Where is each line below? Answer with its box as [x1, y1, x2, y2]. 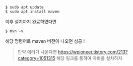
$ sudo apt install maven [5, 9, 59, 14]
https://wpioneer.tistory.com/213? [57, 49, 128, 55]
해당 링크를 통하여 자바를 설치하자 [56, 55, 122, 61]
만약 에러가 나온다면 [17, 49, 57, 55]
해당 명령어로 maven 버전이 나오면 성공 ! [5, 38, 85, 44]
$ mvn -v [5, 29, 24, 34]
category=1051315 [17, 55, 55, 61]
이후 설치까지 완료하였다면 [5, 19, 57, 25]
